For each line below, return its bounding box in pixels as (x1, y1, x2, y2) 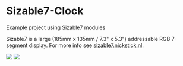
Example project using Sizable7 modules (6, 24, 106, 31)
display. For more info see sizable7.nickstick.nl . (29, 42, 144, 49)
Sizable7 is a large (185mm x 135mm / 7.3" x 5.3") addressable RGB (6, 35, 171, 42)
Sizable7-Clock (6, 4, 84, 18)
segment (6, 42, 28, 49)
